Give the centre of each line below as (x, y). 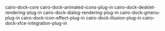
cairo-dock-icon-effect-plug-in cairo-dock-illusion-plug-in (81, 18)
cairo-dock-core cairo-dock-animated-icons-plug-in (59, 7)
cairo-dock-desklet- (135, 7)
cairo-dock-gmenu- (140, 12)
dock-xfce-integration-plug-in (36, 23)
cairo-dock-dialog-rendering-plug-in (81, 12)
